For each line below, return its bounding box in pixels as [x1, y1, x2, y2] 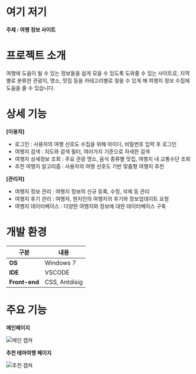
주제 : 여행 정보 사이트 [6, 26, 56, 33]
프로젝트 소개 [6, 49, 66, 63]
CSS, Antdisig [44, 278, 83, 286]
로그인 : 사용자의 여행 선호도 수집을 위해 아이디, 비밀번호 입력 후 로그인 [14, 140, 177, 148]
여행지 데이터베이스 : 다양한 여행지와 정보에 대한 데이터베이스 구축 [14, 202, 166, 210]
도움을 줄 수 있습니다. [6, 84, 55, 92]
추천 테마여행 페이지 [6, 349, 52, 356]
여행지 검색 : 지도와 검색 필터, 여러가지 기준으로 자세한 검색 [14, 148, 151, 155]
